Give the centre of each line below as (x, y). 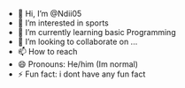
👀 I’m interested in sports (63, 23)
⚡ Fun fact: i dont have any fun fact (81, 74)
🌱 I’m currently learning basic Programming (96, 32)
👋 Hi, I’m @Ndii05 (50, 14)
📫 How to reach (47, 51)
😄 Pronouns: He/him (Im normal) (78, 64)
